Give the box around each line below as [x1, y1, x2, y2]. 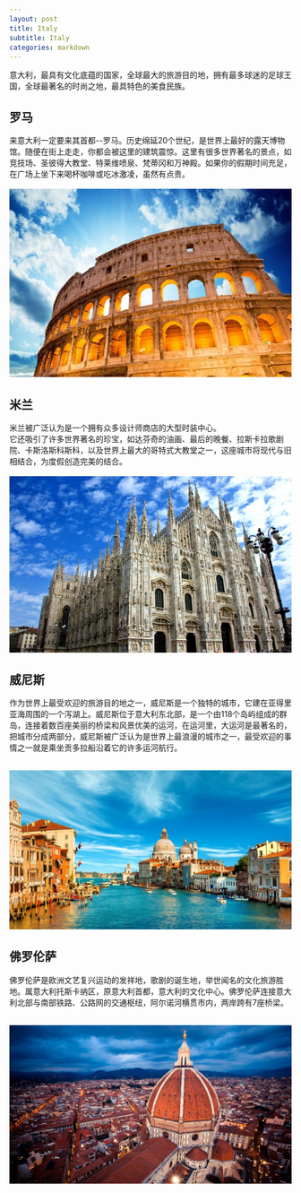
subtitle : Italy [9, 33, 70, 42]
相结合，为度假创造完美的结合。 [9, 456, 127, 467]
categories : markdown [9, 43, 90, 52]
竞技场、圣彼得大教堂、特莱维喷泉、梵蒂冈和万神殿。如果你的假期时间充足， [9, 158, 292, 169]
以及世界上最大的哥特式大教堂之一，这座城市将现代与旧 [87, 445, 292, 456]
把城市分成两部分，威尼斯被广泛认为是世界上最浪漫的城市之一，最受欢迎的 [9, 731, 284, 742]
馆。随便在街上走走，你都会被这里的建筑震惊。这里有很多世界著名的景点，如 [9, 146, 292, 157]
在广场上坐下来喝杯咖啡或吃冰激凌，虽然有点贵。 [9, 169, 190, 179]
